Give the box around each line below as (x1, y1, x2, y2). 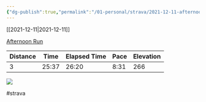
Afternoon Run (6, 37, 44, 45)
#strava (6, 89, 26, 97)
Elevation (132, 52, 161, 60)
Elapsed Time (65, 52, 107, 60)
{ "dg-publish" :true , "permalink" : (6, 9, 92, 15)
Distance (9, 52, 36, 60)
